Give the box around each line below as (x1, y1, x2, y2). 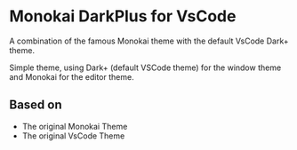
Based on (9, 98, 62, 113)
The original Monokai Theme (21, 121, 128, 131)
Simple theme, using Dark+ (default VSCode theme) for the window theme (9, 62, 282, 73)
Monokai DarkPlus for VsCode (9, 6, 237, 27)
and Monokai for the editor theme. (9, 71, 135, 82)
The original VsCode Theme (21, 130, 125, 141)
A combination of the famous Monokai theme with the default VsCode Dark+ (9, 36, 289, 46)
